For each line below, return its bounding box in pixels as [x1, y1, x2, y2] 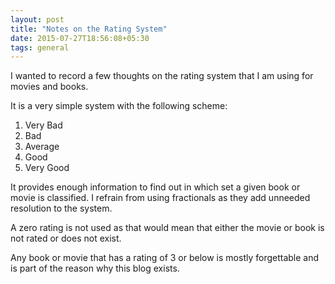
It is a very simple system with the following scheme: [10, 100, 228, 112]
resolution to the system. [10, 202, 113, 215]
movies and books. [10, 81, 89, 93]
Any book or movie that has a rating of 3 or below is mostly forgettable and [10, 252, 320, 264]
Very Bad [24, 119, 63, 131]
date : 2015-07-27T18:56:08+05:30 [10, 33, 150, 43]
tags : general [10, 42, 70, 53]
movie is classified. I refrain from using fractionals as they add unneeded [10, 192, 311, 204]
